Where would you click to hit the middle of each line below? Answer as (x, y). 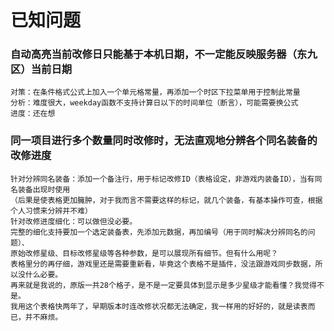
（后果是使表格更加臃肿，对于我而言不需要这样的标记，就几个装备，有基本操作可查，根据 (166, 200)
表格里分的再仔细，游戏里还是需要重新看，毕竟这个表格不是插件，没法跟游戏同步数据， (163, 264)
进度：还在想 (33, 114)
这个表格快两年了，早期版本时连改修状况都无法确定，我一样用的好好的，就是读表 (166, 306)
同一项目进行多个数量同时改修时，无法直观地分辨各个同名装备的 (164, 141)
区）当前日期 (41, 69)
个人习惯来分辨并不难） (51, 211)
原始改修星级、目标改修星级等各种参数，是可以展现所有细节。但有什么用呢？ (144, 253)
